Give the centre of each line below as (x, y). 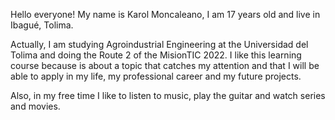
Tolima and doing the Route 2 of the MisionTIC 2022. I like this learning (156, 55)
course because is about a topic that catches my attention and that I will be (165, 65)
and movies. (35, 106)
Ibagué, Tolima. (42, 25)
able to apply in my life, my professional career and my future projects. (156, 76)
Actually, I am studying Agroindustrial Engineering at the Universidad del (159, 44)
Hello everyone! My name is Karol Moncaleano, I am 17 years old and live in (165, 14)
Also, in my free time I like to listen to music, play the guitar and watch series (168, 95)
